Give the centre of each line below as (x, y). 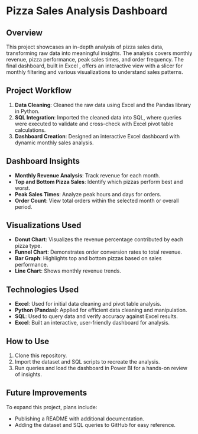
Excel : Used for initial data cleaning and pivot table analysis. (88, 304)
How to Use (28, 341)
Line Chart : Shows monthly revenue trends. (68, 271)
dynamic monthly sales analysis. (54, 142)
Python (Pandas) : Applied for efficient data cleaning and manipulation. (101, 310)
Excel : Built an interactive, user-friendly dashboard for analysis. (92, 323)
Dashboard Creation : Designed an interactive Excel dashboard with (97, 136)
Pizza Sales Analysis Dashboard (87, 11)
